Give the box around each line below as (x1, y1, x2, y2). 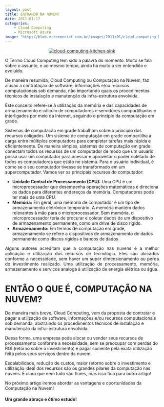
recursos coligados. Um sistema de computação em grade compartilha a (5, 133, 152, 139)
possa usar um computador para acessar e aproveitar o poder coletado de (5, 153, 155, 159)
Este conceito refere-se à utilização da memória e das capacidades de (5, 102, 147, 108)
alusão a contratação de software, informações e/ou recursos (5, 82, 129, 88)
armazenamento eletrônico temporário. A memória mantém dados (12, 204, 145, 211)
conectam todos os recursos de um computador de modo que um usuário (5, 148, 154, 154)
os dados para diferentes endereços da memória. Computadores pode (12, 189, 154, 195)
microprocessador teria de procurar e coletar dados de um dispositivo (12, 215, 154, 221)
